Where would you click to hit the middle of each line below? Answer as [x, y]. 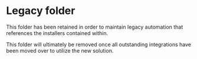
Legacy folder [41, 11]
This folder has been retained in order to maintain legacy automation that [95, 27]
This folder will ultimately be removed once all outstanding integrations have [99, 44]
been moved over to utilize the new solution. [60, 50]
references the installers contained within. [57, 33]
